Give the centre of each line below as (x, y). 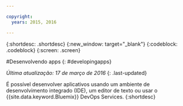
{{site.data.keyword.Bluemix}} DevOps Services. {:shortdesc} (81, 97)
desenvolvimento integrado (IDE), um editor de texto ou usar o (82, 90)
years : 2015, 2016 (34, 22)
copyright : (19, 16)
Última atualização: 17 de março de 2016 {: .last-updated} (77, 73)
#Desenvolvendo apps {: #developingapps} (59, 61)
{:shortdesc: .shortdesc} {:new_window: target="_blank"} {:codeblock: (92, 44)
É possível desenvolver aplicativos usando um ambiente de (78, 84)
